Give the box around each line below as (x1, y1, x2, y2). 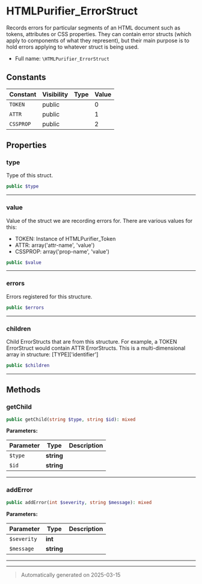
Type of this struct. (6, 172, 53, 179)
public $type (6, 183, 39, 190)
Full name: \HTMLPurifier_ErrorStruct (14, 55, 110, 62)
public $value (6, 260, 42, 266)
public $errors (6, 305, 44, 311)
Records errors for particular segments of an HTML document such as (6, 24, 180, 31)
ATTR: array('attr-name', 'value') (14, 242, 95, 249)
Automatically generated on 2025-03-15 (20, 571, 121, 578)
